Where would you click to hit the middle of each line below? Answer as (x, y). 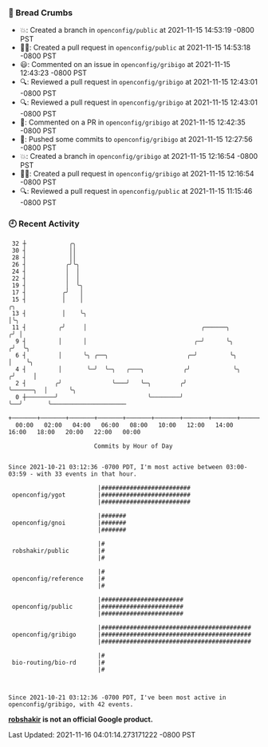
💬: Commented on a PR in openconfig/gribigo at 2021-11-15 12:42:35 (132, 122)
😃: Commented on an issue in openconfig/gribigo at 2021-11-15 (125, 65)
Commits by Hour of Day (133, 446)
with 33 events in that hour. (87, 474)
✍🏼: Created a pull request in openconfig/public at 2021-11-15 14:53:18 (135, 48)
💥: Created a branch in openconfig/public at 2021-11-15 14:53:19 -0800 (137, 30)
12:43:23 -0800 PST (53, 73)
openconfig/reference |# (58, 579)
